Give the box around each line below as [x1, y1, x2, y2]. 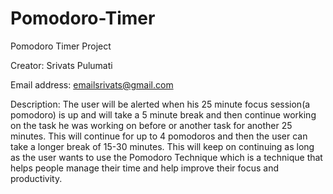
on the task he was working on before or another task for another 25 [10, 119, 293, 131]
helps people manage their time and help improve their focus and [10, 162, 279, 174]
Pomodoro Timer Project [10, 40, 112, 52]
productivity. [10, 172, 63, 184]
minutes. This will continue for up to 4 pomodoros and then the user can [10, 130, 308, 142]
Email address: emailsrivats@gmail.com [10, 78, 174, 91]
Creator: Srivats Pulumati [10, 59, 113, 71]
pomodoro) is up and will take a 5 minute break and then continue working [10, 108, 317, 121]
